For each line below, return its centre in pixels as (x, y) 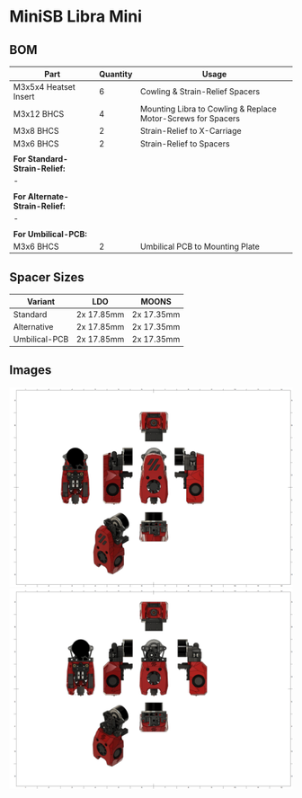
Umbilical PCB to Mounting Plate (200, 246)
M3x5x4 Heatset (44, 86)
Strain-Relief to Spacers (185, 143)
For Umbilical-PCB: (50, 234)
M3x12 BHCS (39, 113)
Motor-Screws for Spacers (190, 118)
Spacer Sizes (47, 277)
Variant (41, 301)
